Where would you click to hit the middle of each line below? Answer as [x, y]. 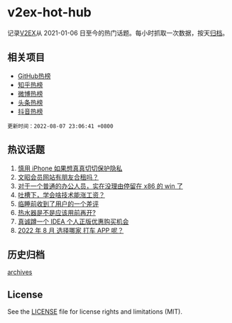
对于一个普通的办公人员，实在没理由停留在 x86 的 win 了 [100, 186]
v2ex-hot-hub [50, 12]
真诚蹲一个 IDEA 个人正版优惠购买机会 [73, 221]
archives [20, 272]
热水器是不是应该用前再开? [56, 212]
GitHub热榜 [34, 76]
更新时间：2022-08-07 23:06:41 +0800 [60, 126]
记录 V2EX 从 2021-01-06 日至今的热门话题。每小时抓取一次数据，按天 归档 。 [118, 33]
